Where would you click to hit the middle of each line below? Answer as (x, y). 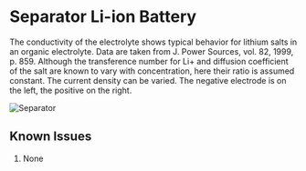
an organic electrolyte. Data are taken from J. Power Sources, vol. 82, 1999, (152, 51)
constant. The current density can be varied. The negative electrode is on (148, 80)
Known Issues (51, 137)
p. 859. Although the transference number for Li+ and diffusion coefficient (149, 61)
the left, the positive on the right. (71, 90)
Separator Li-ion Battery (103, 17)
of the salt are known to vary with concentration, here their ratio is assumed (152, 71)
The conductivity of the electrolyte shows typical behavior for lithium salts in (153, 42)
